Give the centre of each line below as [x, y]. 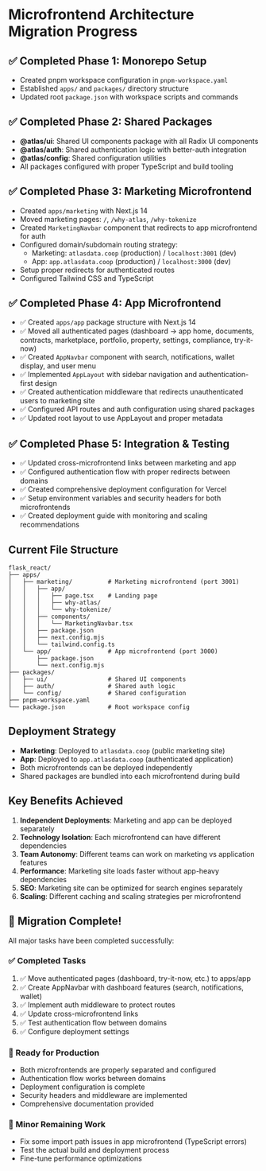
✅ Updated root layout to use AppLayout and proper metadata [121, 418]
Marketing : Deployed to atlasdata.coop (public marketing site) [122, 750]
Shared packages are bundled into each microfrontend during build [130, 776]
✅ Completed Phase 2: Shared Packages [110, 122]
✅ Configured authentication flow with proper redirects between [125, 472]
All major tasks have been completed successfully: [91, 940]
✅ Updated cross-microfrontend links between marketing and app [128, 463]
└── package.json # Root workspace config [99, 707]
